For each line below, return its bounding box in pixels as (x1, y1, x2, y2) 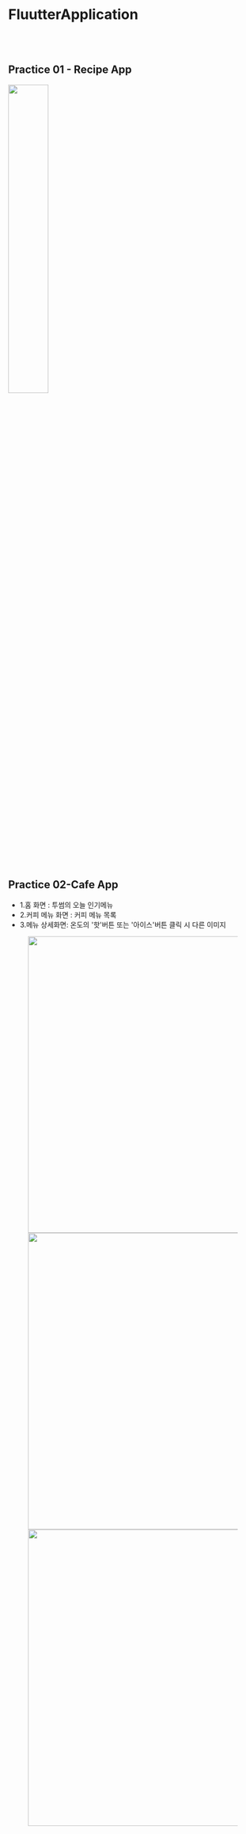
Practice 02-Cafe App (8, 878, 119, 891)
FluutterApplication (8, 6, 138, 24)
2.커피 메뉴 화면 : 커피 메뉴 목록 (19, 909, 117, 919)
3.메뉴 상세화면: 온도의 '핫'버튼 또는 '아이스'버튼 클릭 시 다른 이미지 (19, 920, 227, 929)
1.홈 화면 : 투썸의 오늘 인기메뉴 (19, 900, 113, 909)
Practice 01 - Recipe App (8, 63, 132, 77)
